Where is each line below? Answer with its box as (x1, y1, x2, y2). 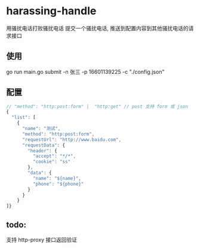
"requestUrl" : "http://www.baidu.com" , (21, 136, 121, 142)
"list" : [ (11, 114, 36, 120)
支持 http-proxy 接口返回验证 (6, 236, 78, 243)
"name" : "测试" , (21, 126, 61, 132)
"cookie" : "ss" (32, 159, 70, 165)
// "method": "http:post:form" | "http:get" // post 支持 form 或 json (6, 103, 188, 110)
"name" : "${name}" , (32, 175, 82, 181)
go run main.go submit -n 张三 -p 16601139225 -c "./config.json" (6, 68, 165, 75)
